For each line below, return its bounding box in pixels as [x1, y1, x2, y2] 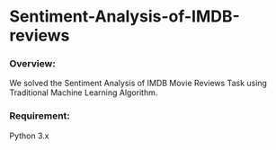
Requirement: [9, 110, 70, 122]
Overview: [9, 57, 56, 70]
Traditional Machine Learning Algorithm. [9, 87, 158, 98]
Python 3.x [9, 130, 49, 141]
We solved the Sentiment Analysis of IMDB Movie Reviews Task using [9, 78, 268, 89]
